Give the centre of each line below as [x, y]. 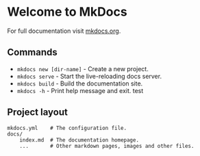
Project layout [38, 113]
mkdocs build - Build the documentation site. [80, 83]
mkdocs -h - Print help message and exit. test [80, 90]
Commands [33, 52]
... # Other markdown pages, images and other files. [107, 146]
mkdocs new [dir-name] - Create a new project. [83, 68]
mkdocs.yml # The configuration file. [67, 128]
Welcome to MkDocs [67, 12]
